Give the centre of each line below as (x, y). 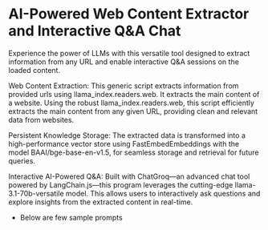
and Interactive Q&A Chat (95, 31)
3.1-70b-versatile (36, 193)
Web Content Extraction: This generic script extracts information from (124, 86)
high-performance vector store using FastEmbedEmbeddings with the (124, 143)
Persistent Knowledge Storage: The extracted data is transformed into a (127, 135)
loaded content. (35, 70)
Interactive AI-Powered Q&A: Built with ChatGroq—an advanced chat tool (129, 176)
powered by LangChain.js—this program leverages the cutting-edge (121, 184)
